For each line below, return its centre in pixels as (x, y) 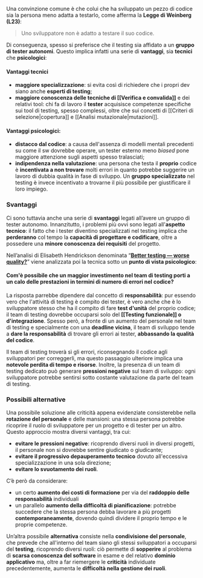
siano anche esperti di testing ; (53, 91)
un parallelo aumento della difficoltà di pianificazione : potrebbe (95, 506)
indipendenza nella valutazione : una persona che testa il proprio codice (106, 164)
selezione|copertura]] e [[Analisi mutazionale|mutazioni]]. (87, 117)
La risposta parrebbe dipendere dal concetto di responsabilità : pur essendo (101, 295)
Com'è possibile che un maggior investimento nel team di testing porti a (98, 275)
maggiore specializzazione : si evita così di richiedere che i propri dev (102, 85)
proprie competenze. (41, 525)
